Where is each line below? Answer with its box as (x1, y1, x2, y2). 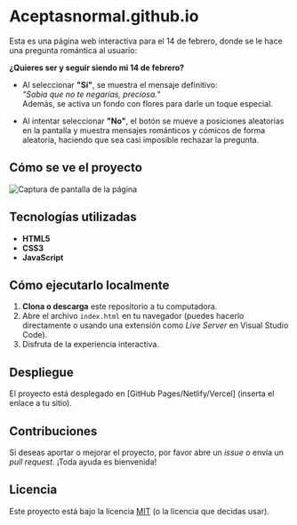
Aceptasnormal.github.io (9, 6, 199, 27)
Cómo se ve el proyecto (9, 160, 142, 175)
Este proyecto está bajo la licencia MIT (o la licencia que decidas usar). (9, 505, 269, 516)
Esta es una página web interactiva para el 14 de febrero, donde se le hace (9, 36, 283, 46)
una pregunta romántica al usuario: (9, 44, 138, 55)
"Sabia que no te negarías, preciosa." (21, 89, 161, 99)
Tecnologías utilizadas (9, 210, 137, 225)
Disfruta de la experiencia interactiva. (21, 339, 160, 350)
